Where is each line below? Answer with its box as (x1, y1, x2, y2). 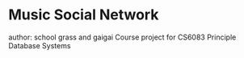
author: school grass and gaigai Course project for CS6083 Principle (8, 32, 237, 42)
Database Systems (8, 40, 71, 50)
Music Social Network (8, 6, 159, 24)
